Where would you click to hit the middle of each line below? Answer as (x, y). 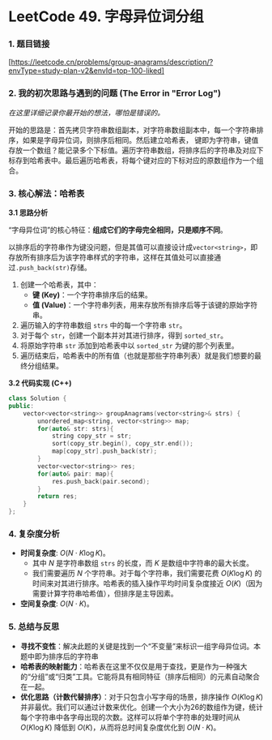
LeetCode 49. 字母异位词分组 (106, 17)
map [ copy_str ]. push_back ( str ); (104, 451)
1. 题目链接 (29, 44)
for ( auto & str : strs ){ (76, 428)
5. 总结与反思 (34, 627)
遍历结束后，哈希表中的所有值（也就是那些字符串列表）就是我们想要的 (137, 356)
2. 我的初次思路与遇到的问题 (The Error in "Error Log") (115, 93)
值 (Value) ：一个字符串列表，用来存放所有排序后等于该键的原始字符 (145, 305)
